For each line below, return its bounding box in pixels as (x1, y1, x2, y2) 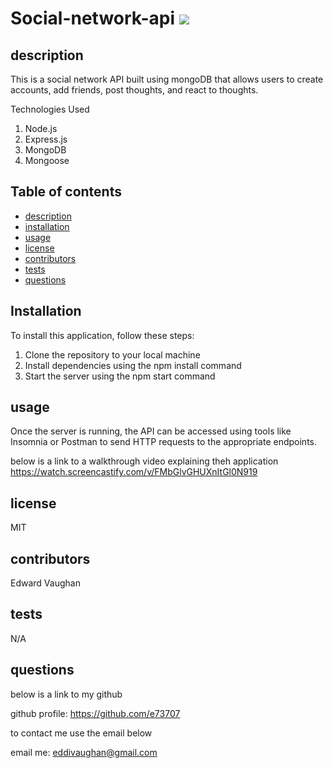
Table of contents (10, 183, 122, 201)
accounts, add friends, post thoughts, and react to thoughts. (10, 84, 259, 96)
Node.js (24, 123, 58, 134)
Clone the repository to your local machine (24, 348, 201, 361)
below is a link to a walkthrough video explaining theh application (10, 455, 279, 467)
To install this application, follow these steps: (10, 329, 195, 341)
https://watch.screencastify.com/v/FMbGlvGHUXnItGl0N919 (10, 466, 258, 478)
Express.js (24, 133, 68, 145)
